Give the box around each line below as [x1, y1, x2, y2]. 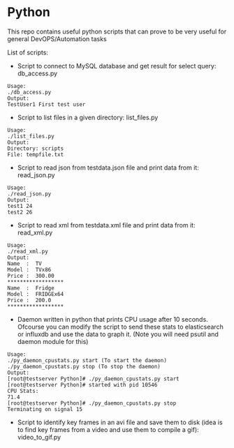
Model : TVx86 [7, 266, 52, 273]
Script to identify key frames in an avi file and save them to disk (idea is [17, 418, 223, 426]
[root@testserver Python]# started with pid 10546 [7, 381, 158, 388]
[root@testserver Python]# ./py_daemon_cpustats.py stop [7, 399, 177, 407]
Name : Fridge [7, 284, 54, 292]
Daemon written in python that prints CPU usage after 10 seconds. [17, 315, 208, 323]
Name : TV [7, 260, 42, 267]
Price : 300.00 [7, 272, 54, 279]
